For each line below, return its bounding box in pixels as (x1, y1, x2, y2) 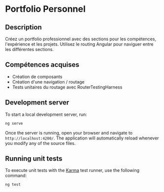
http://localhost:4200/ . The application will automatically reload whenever (5, 135, 159, 141)
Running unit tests (5, 154, 63, 163)
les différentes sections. (5, 47, 54, 52)
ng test (5, 182, 21, 187)
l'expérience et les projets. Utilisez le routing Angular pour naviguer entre (5, 41, 154, 47)
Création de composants (12, 74, 63, 80)
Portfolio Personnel (5, 3, 86, 15)
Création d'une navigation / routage (12, 79, 85, 84)
